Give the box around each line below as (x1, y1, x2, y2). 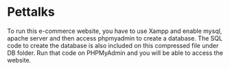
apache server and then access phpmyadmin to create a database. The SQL (7, 34, 223, 42)
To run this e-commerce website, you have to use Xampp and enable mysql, (7, 27, 222, 35)
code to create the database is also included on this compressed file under (7, 41, 219, 49)
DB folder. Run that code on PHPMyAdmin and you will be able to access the (7, 49, 223, 57)
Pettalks (7, 4, 55, 20)
